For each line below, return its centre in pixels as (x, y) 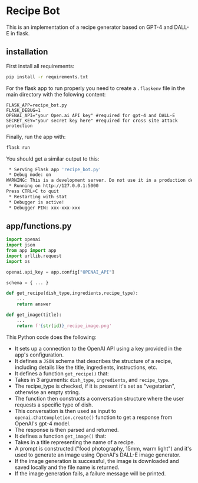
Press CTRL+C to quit (33, 191)
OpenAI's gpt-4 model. (42, 423)
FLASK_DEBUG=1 (24, 110)
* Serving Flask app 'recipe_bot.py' (55, 169)
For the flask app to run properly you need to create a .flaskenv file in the (96, 88)
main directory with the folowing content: (56, 94)
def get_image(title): (34, 315)
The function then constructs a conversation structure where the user (99, 398)
